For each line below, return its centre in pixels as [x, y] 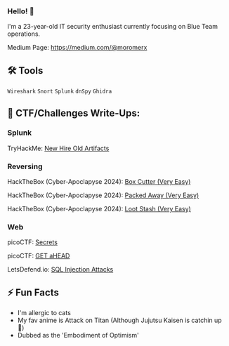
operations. [24, 34]
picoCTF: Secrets [33, 242]
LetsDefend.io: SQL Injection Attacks [60, 270]
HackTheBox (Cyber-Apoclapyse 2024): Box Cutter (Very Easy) [99, 182]
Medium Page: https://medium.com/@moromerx [77, 48]
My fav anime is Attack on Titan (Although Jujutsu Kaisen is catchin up [120, 320]
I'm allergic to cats [44, 313]
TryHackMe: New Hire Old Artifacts [58, 148]
